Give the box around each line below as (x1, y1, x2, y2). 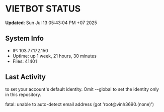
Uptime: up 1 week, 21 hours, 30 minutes (12, 53, 97, 59)
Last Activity (5, 73, 46, 81)
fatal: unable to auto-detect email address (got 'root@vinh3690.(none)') (5, 101, 154, 107)
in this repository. (5, 91, 41, 97)
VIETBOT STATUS (5, 3, 81, 15)
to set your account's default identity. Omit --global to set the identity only (5, 86, 159, 92)
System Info (5, 34, 44, 43)
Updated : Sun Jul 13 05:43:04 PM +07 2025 (5, 20, 97, 26)
